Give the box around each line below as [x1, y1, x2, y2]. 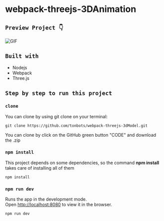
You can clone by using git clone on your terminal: [5, 113, 108, 119]
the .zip [5, 137, 21, 143]
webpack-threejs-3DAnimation [5, 3, 137, 15]
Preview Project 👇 [5, 24, 64, 31]
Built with [5, 52, 39, 60]
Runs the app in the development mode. [5, 196, 87, 203]
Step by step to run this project [5, 90, 112, 97]
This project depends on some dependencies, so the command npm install [5, 160, 160, 166]
